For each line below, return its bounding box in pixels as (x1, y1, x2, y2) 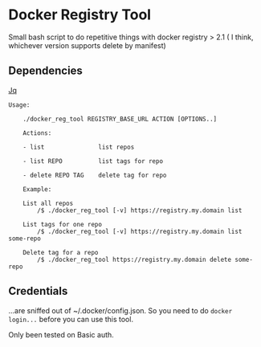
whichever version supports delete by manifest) (8, 40, 166, 50)
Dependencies (8, 64, 83, 78)
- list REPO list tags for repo (22, 157, 163, 165)
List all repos (22, 199, 74, 207)
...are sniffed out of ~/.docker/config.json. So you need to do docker (8, 305, 233, 315)
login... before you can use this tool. (8, 314, 134, 324)
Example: (22, 185, 52, 194)
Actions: (22, 129, 52, 137)
